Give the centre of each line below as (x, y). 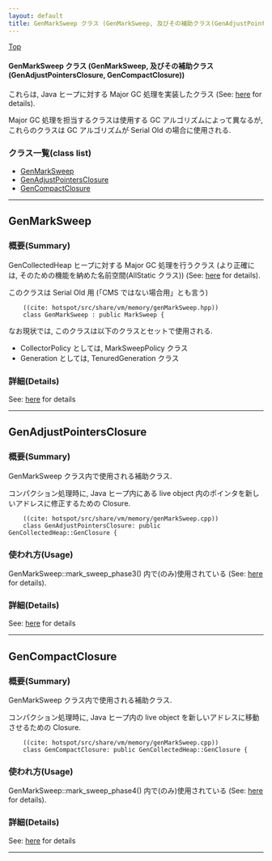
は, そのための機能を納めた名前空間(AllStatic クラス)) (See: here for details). (134, 275)
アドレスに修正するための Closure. (73, 503)
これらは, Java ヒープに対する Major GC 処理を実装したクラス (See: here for (135, 94)
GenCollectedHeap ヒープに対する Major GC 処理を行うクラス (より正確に (132, 265)
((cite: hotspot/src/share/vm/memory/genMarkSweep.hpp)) (121, 307)
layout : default (36, 16)
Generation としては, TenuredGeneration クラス (100, 358)
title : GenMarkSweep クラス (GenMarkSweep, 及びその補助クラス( (112, 23)
